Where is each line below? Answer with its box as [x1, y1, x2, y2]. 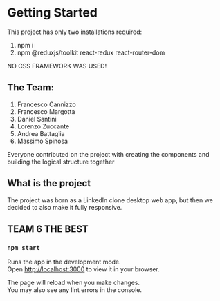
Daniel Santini [17, 115, 57, 123]
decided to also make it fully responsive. [7, 203, 122, 211]
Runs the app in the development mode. [7, 258, 121, 266]
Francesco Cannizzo [17, 100, 76, 108]
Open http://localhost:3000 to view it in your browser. [7, 265, 161, 273]
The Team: [7, 81, 55, 94]
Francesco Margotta [17, 107, 75, 115]
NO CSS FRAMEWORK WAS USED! [7, 61, 107, 70]
